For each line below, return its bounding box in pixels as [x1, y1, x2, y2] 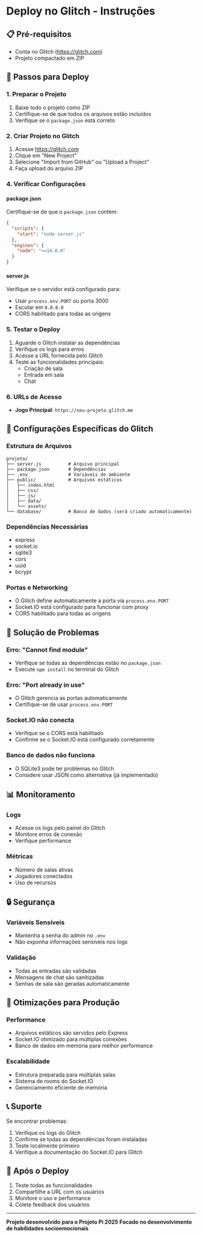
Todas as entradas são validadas [14, 967, 97, 974]
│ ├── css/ [6, 487, 39, 493]
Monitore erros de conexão [14, 831, 82, 838]
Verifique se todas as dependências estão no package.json [14, 659, 161, 666]
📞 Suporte [6, 1101, 42, 1112]
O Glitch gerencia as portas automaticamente [14, 695, 127, 702]
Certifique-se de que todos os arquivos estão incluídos [14, 110, 151, 117]
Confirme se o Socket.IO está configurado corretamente [14, 736, 155, 744]
